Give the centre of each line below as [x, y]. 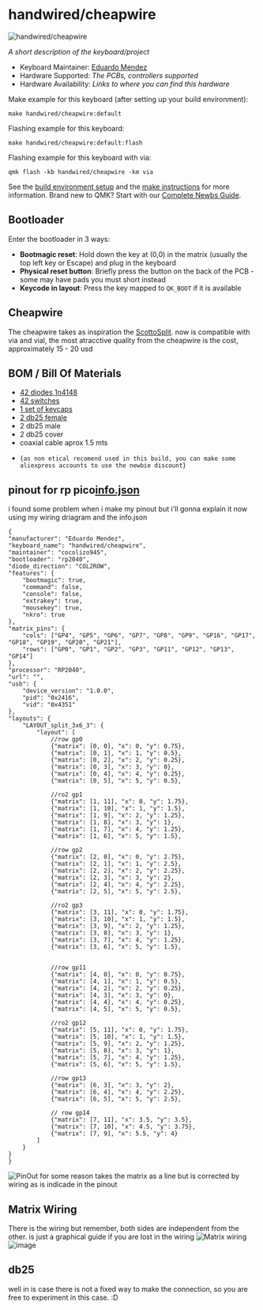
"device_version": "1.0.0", [68, 691]
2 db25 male [40, 426]
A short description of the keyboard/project [79, 51]
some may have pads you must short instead [92, 279]
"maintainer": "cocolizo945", [58, 553]
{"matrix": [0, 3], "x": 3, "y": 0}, [113, 767]
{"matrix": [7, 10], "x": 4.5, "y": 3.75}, [123, 1127]
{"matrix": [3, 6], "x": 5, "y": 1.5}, [116, 947]
